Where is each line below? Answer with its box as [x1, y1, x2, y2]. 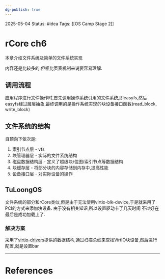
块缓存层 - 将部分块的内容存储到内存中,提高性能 [12, 165, 109, 171]
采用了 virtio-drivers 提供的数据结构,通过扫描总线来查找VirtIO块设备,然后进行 [5, 237, 157, 243]
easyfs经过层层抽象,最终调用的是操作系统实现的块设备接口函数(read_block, [5, 101, 157, 107]
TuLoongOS [5, 185, 42, 194]
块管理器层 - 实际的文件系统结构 [12, 153, 78, 159]
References [5, 265, 53, 277]
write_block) [5, 107, 30, 112]
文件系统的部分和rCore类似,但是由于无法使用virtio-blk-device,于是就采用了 [5, 199, 156, 205]
